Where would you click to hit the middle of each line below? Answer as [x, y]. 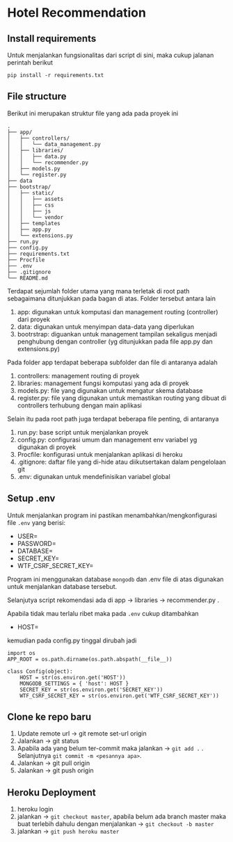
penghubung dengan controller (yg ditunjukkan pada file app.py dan [115, 341]
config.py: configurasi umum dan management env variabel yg [107, 439]
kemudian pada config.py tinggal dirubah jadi [72, 640]
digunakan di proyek [47, 447]
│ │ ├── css [31, 205]
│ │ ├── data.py [37, 156]
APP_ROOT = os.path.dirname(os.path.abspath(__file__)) [90, 659]
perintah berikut [30, 63]
